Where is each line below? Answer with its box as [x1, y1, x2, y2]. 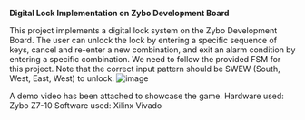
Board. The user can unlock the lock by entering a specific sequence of [9, 35, 278, 45]
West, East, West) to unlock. [9, 73, 115, 84]
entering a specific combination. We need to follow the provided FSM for [9, 54, 281, 64]
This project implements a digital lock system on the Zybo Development [9, 25, 278, 35]
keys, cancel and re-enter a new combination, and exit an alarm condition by [9, 44, 296, 55]
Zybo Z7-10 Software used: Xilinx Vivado [9, 100, 162, 111]
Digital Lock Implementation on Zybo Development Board [9, 8, 230, 18]
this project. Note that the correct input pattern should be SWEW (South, [9, 63, 280, 74]
